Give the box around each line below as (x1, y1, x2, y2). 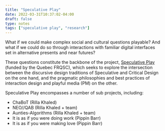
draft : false (5, 16, 32, 21)
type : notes (5, 21, 30, 26)
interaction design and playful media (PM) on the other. (5, 80, 118, 87)
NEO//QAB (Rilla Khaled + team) (12, 105, 78, 111)
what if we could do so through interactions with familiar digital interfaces (5, 44, 155, 50)
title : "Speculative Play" (5, 7, 61, 12)
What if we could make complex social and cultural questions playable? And (5, 39, 161, 45)
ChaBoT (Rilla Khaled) (12, 99, 57, 105)
